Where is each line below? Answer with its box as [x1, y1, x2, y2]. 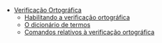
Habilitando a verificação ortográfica [24, 13, 131, 21]
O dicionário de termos [24, 21, 91, 28]
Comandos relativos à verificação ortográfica [24, 28, 155, 36]
